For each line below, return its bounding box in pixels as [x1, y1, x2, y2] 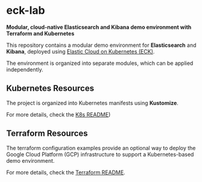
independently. [6, 65, 43, 73]
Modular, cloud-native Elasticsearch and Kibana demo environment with [6, 23, 192, 31]
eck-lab [6, 4, 45, 17]
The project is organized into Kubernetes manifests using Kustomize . [6, 99, 179, 106]
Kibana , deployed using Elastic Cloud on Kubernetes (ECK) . [6, 47, 155, 55]
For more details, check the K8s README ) [6, 111, 111, 118]
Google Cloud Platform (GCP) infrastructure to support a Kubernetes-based [6, 151, 194, 158]
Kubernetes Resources [6, 83, 95, 94]
